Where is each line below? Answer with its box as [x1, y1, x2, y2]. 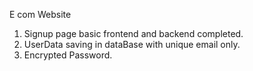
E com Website [9, 9, 72, 20]
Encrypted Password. [23, 49, 113, 61]
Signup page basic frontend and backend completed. [23, 28, 244, 39]
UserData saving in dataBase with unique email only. [23, 39, 241, 50]
